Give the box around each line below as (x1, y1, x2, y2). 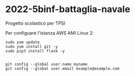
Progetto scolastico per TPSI (5, 20, 65, 26)
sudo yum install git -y (5, 44, 58, 49)
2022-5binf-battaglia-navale (5, 4, 130, 15)
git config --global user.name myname (5, 61, 88, 66)
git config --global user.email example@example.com (5, 66, 120, 71)
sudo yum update (5, 39, 40, 45)
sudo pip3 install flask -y (5, 48, 65, 53)
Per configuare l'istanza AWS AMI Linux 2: (5, 30, 94, 36)
